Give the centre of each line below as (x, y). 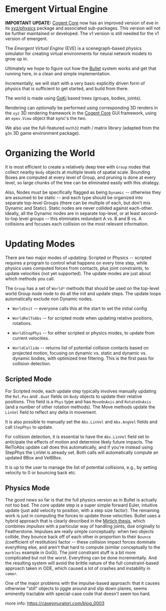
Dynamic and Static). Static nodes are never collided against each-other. (79, 208)
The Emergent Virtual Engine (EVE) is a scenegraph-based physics (74, 48)
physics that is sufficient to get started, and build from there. (67, 88)
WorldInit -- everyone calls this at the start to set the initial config (80, 308)
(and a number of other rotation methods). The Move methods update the (80, 407)
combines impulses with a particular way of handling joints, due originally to (83, 526)
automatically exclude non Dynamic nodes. (49, 299)
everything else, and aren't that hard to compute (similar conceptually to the (83, 547)
